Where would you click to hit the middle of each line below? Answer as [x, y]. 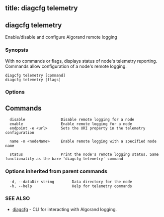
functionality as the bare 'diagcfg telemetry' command [64, 159]
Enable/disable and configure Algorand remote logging [61, 37]
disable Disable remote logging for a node [72, 120]
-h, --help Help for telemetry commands [71, 186]
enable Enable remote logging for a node [71, 124]
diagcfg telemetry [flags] [33, 80]
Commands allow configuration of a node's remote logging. [66, 66]
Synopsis [17, 50]
